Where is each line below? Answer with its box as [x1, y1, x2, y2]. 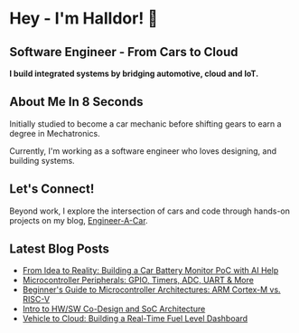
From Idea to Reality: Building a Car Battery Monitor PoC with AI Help [22, 265, 279, 276]
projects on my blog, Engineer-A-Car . [9, 214, 148, 225]
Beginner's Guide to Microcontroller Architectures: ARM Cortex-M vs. [22, 284, 282, 295]
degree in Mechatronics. [9, 128, 101, 138]
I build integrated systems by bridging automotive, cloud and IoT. [9, 68, 259, 79]
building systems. [9, 155, 75, 166]
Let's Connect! [9, 181, 95, 197]
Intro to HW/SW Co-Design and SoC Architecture [22, 303, 206, 315]
